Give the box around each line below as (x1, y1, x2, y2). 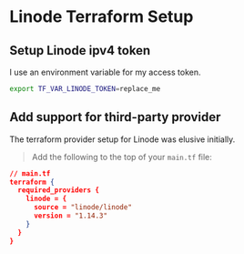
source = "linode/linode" (33, 203, 132, 212)
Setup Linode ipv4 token (9, 43, 151, 58)
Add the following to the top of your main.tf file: (31, 151, 212, 162)
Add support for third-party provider (9, 109, 221, 125)
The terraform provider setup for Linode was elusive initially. (9, 134, 236, 145)
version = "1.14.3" (33, 211, 107, 220)
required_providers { (17, 186, 100, 195)
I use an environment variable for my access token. (9, 66, 201, 77)
